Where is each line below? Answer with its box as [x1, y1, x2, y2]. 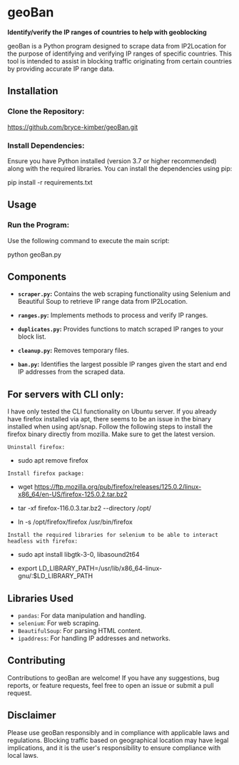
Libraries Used [7, 592, 73, 605]
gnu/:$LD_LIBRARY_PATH [17, 572, 93, 580]
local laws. [7, 751, 39, 759]
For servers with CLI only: [7, 388, 124, 400]
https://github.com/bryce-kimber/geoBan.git [7, 123, 138, 131]
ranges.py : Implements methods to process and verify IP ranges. [17, 311, 208, 319]
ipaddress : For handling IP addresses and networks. [17, 634, 171, 642]
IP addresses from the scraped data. [17, 368, 126, 376]
